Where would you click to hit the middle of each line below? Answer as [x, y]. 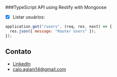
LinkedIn [22, 64]
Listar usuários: [29, 17]
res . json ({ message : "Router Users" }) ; [53, 31]
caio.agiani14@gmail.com [39, 69]
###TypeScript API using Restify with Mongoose [56, 7]
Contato [18, 52]
